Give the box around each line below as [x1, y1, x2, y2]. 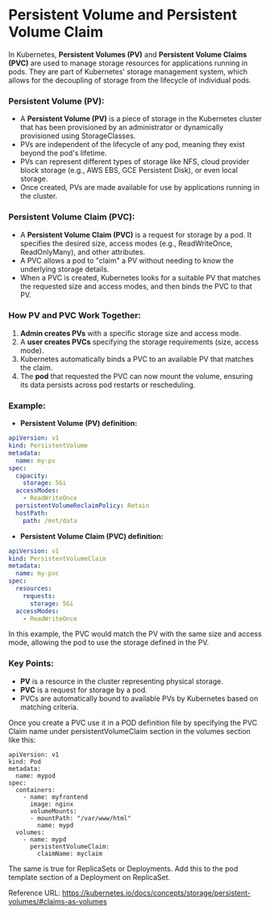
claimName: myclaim [37, 849, 103, 857]
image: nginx [29, 800, 74, 808]
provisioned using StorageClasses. [19, 131, 136, 141]
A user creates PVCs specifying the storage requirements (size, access [19, 337, 260, 347]
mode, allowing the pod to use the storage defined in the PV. [8, 638, 210, 647]
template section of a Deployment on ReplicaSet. [8, 872, 171, 882]
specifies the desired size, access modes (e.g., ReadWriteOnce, [19, 238, 233, 248]
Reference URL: [8, 887, 60, 898]
